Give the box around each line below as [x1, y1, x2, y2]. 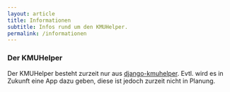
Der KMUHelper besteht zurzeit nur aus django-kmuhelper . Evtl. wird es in [7, 69, 224, 77]
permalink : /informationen [7, 29, 87, 37]
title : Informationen [7, 17, 71, 24]
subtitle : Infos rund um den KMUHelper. [7, 23, 129, 30]
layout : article [7, 10, 55, 18]
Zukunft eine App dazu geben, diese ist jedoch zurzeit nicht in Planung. [7, 77, 216, 85]
